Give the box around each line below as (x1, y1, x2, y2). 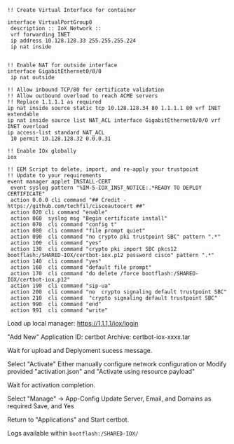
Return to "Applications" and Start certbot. (7, 415, 130, 424)
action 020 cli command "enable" (10, 209, 109, 216)
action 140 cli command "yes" (10, 258, 102, 265)
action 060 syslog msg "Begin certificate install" (10, 215, 168, 222)
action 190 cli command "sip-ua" (10, 282, 111, 289)
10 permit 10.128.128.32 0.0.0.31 (10, 135, 111, 142)
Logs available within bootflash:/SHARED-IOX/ (7, 429, 139, 437)
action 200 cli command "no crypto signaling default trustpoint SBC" (10, 289, 228, 296)
